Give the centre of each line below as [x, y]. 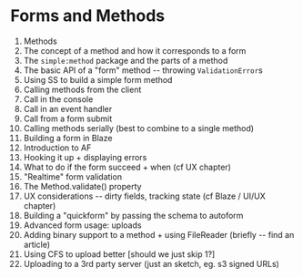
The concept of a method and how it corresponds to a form [135, 50]
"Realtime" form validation [72, 176]
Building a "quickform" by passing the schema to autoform [133, 215]
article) [37, 244]
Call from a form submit [68, 118]
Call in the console [58, 99]
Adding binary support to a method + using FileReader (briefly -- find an [159, 234]
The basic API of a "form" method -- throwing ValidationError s [143, 70]
